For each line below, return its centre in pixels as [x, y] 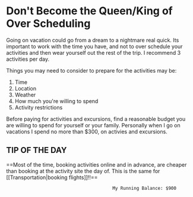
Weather [25, 95]
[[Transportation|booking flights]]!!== [52, 177]
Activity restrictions [39, 107]
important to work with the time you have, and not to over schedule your [94, 46]
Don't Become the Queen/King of [90, 11]
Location [26, 88]
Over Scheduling [48, 24]
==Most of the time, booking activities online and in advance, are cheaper [96, 164]
